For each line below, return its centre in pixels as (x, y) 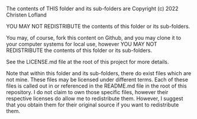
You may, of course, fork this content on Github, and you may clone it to (94, 38)
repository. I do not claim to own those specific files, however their (87, 92)
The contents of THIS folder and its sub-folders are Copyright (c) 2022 (92, 9)
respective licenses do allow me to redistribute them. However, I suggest (95, 98)
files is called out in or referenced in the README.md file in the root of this (97, 86)
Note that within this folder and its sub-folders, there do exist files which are (99, 73)
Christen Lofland (27, 15)
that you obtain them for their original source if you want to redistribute (93, 105)
